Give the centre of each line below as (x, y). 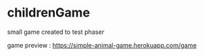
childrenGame (49, 13)
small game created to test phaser (56, 32)
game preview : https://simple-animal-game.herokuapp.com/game (102, 45)
